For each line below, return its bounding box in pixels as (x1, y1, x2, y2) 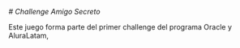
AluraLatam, (8, 31, 49, 40)
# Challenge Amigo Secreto (8, 7, 101, 16)
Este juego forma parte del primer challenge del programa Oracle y (8, 22, 233, 31)
